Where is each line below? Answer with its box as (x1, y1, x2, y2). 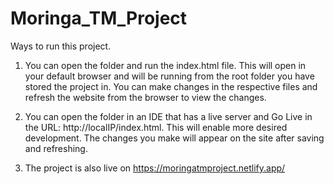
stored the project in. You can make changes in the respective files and (24, 80, 318, 92)
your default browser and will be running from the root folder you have (24, 70, 315, 82)
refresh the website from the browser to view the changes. (24, 91, 267, 103)
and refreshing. (24, 142, 88, 154)
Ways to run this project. (10, 40, 112, 52)
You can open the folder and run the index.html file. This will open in (24, 59, 307, 71)
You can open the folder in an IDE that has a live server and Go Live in (24, 110, 313, 122)
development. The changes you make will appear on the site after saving (24, 132, 325, 144)
